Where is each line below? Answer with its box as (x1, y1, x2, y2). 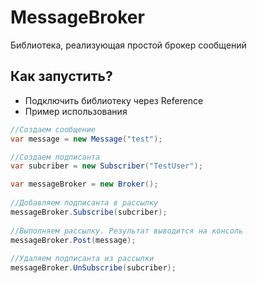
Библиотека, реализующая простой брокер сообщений (10, 39, 247, 51)
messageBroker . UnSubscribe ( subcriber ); (10, 263, 177, 273)
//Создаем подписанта (10, 152, 101, 162)
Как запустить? (10, 68, 113, 85)
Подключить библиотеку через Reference (24, 94, 204, 106)
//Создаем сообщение (10, 124, 97, 135)
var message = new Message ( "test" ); (10, 134, 163, 144)
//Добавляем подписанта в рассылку (10, 198, 159, 208)
